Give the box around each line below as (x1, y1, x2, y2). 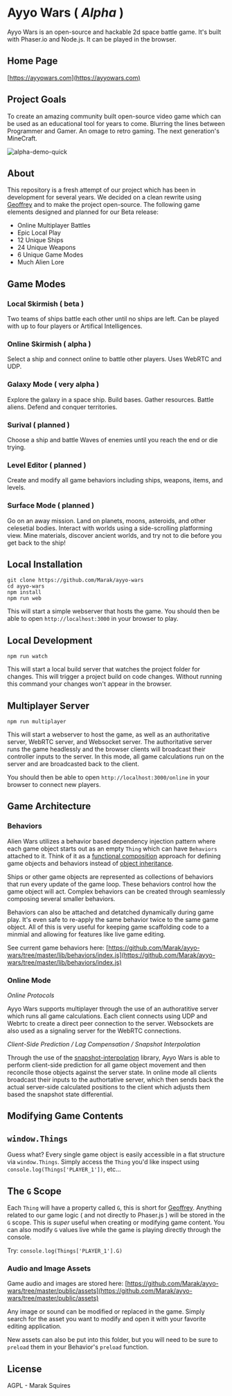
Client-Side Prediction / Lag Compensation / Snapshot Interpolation (7, 1040, 201, 1048)
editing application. (7, 1322, 62, 1330)
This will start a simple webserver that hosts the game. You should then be (7, 607, 220, 615)
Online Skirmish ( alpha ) (7, 339, 91, 349)
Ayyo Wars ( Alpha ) (7, 5, 125, 21)
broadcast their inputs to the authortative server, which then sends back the (7, 1075, 224, 1084)
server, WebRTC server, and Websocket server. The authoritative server (7, 737, 213, 745)
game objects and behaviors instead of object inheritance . (7, 859, 174, 867)
